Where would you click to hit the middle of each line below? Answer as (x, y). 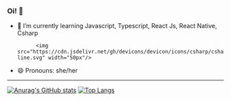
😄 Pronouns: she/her (47, 71)
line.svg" (31, 58)
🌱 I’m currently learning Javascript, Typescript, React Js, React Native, (117, 26)
